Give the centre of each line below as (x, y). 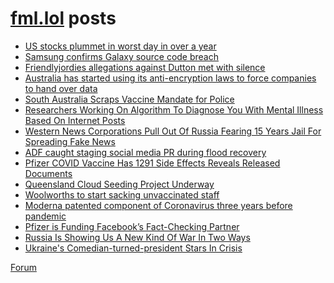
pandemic (45, 216)
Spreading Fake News (70, 141)
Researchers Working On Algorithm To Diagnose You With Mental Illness (174, 109)
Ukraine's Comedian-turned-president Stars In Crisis (133, 248)
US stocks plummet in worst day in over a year (120, 46)
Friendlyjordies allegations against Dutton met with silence (145, 67)
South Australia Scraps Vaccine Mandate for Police (129, 99)
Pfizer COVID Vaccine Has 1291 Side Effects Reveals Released (152, 163)
